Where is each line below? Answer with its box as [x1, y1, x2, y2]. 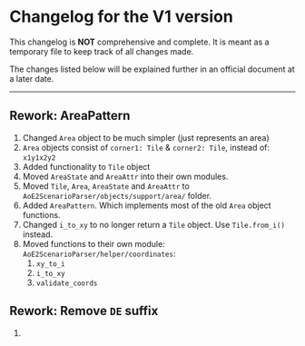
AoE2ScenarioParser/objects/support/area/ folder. [22, 190, 212, 201]
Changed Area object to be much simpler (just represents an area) [22, 132, 270, 143]
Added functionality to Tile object [22, 161, 151, 172]
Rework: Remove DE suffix [9, 303, 159, 319]
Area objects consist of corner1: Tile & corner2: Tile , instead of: [22, 142, 271, 153]
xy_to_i [35, 259, 65, 269]
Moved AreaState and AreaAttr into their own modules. [22, 171, 229, 182]
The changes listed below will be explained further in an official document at [9, 64, 295, 74]
